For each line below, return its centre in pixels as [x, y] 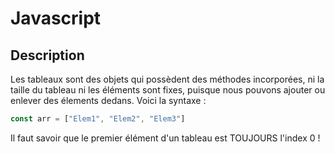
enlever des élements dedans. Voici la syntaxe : [108, 100]
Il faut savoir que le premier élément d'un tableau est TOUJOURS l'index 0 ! [165, 138]
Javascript [56, 18]
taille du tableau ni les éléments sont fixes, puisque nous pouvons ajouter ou [168, 90]
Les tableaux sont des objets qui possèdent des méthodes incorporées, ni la [167, 79]
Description [47, 55]
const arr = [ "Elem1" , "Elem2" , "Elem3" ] [98, 119]
